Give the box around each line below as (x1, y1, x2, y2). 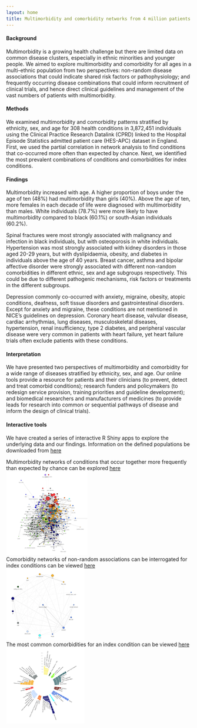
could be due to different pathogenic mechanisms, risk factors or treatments (6, 276, 191, 283)
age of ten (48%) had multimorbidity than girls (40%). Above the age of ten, (6, 195, 191, 202)
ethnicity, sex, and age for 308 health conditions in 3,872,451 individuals (6, 124, 182, 132)
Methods (6, 105, 29, 112)
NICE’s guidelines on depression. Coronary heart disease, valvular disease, (6, 312, 188, 319)
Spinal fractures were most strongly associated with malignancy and (6, 232, 172, 239)
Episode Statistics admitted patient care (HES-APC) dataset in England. (6, 137, 179, 144)
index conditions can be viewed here (6, 562, 95, 569)
